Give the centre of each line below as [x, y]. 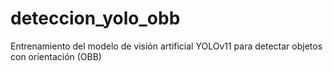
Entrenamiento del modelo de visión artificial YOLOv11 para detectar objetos [166, 46]
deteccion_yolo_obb [95, 18]
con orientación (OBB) [56, 56]
